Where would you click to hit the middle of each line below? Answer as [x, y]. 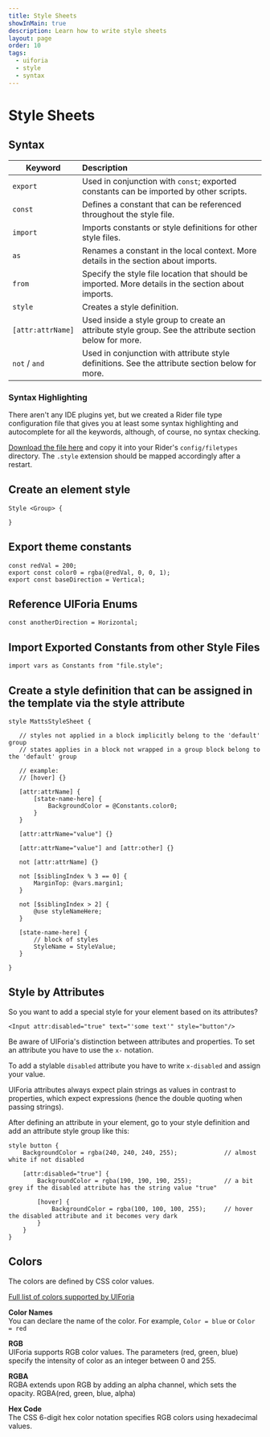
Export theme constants [70, 547]
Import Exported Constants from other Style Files [134, 647]
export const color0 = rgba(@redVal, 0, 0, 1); [90, 573]
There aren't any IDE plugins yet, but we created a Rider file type [115, 414]
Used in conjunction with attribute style [156, 353]
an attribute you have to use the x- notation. [81, 1049]
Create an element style [70, 490]
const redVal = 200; [43, 565]
